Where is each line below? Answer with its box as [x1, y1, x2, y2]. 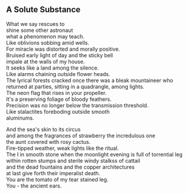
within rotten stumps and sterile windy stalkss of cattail [6, 157, 141, 164]
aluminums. [6, 114, 34, 121]
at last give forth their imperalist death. [6, 169, 101, 176]
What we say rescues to [6, 20, 65, 27]
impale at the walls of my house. [6, 58, 85, 65]
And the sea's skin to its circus [6, 126, 81, 133]
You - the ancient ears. [6, 182, 62, 189]
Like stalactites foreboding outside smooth [6, 108, 110, 115]
